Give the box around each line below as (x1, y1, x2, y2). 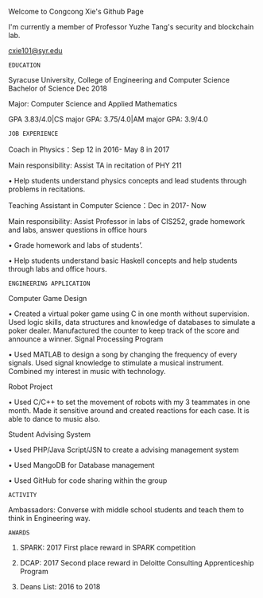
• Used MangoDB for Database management (8, 461, 155, 469)
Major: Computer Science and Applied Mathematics (8, 99, 177, 108)
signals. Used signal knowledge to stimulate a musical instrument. (8, 358, 224, 368)
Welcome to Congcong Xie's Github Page (8, 7, 145, 16)
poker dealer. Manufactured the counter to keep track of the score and (8, 326, 240, 335)
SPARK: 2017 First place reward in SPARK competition (19, 543, 196, 552)
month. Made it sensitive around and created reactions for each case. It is (8, 406, 250, 415)
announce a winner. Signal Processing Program (8, 334, 164, 344)
